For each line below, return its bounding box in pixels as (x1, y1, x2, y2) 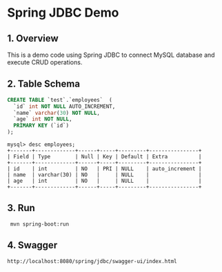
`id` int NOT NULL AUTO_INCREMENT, (13, 102, 116, 110)
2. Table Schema (7, 78, 81, 90)
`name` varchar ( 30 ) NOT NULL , (13, 109, 100, 116)
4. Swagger (7, 239, 58, 251)
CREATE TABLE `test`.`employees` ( (7, 96, 112, 103)
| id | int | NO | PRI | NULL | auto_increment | (7, 165, 202, 172)
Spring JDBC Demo (7, 5, 119, 21)
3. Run (7, 202, 36, 214)
